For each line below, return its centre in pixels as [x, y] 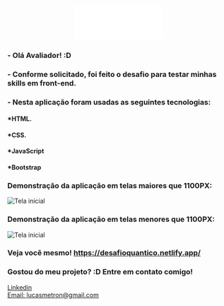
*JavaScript [26, 151]
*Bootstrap [24, 167]
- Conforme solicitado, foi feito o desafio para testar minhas [112, 74]
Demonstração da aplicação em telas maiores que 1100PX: [110, 185]
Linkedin [20, 287]
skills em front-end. [42, 83]
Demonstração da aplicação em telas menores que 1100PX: [111, 219]
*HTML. [19, 119]
